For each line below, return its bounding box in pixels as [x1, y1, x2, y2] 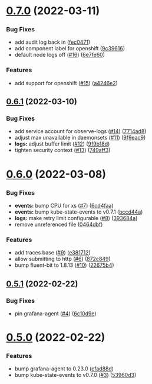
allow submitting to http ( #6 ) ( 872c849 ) [14, 256, 111, 263]
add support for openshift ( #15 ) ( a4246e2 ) [14, 79, 118, 86]
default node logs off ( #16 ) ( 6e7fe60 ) [14, 51, 105, 59]
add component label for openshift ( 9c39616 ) [14, 45, 125, 52]
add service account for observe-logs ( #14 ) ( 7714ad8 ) [14, 128, 147, 135]
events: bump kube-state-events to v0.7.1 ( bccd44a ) [14, 208, 143, 215]
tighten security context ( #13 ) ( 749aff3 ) [14, 147, 111, 154]
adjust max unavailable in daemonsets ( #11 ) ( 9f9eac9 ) [14, 134, 146, 141]
